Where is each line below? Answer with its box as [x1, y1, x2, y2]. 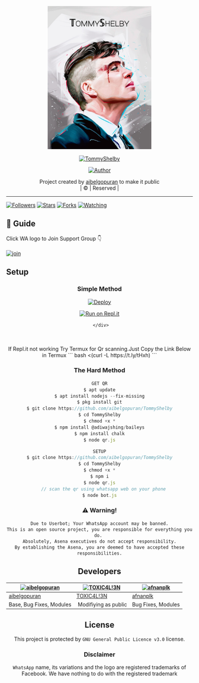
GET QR [91, 380, 108, 386]
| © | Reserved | [79, 184, 120, 191]
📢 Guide [6, 219, 36, 229]
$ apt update [84, 386, 115, 393]
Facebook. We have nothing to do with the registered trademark [21, 670, 178, 677]
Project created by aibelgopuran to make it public [39, 178, 160, 185]
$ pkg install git [76, 399, 123, 405]
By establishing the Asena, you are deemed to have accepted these [14, 544, 185, 550]
